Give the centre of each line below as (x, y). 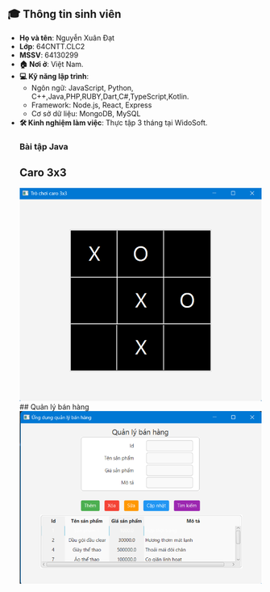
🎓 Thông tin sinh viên (64, 14)
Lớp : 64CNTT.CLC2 (52, 46)
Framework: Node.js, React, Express (91, 105)
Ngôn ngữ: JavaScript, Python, (82, 87)
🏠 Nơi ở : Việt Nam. (51, 64)
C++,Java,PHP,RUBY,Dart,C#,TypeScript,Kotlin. (110, 96)
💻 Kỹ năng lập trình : (54, 76)
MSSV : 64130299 (49, 55)
